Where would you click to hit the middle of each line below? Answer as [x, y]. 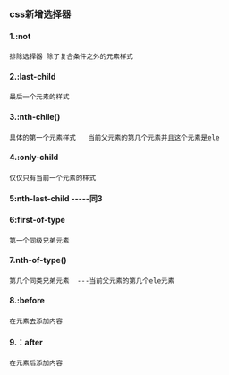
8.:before [27, 301]
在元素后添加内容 [36, 363]
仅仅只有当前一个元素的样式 [53, 178]
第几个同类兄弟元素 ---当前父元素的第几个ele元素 [92, 281]
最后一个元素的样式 [39, 97]
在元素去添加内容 [36, 321]
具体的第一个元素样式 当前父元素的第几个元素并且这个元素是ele [114, 137]
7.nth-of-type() [38, 260]
